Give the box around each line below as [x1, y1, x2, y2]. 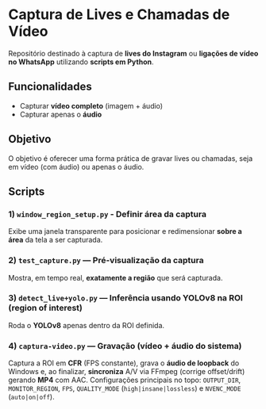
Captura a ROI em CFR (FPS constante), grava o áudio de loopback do [8, 358, 240, 368]
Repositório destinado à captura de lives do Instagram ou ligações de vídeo [8, 48, 259, 58]
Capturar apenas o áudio [19, 109, 102, 119]
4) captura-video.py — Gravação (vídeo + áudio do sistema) [8, 340, 242, 351]
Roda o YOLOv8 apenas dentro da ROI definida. [8, 320, 165, 330]
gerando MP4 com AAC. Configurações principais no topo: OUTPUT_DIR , [8, 375, 241, 385]
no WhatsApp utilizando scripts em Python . [8, 57, 154, 67]
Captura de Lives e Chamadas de [8, 6, 230, 24]
